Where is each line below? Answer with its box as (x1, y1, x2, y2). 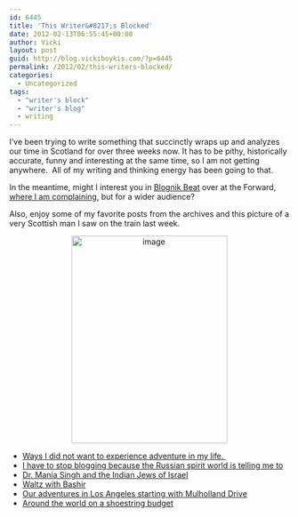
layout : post (9, 46, 58, 55)
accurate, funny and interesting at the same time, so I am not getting (9, 155, 260, 166)
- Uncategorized (17, 79, 77, 88)
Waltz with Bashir (21, 479, 86, 489)
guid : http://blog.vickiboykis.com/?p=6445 (9, 54, 173, 63)
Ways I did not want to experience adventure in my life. (21, 450, 224, 462)
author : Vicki (9, 37, 62, 47)
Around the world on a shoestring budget (21, 498, 173, 509)
